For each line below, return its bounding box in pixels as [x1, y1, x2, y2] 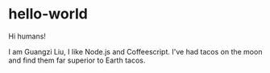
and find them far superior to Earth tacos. [8, 55, 146, 65]
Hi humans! [8, 31, 47, 41]
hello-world [8, 5, 89, 23]
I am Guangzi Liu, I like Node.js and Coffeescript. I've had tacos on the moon [8, 47, 263, 56]
